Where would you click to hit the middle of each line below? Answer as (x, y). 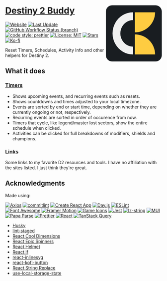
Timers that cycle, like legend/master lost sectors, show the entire (80, 123)
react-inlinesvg (28, 257)
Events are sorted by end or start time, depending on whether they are (84, 107)
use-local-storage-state (37, 273)
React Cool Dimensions (36, 236)
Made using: (18, 195)
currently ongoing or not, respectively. (51, 112)
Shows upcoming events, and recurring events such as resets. (76, 96)
